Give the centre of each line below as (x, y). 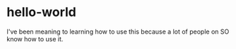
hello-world (42, 12)
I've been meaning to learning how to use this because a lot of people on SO (118, 31)
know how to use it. (35, 38)
